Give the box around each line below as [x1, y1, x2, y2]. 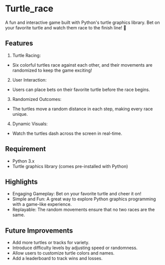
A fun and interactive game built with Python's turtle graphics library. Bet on [5, 19, 160, 25]
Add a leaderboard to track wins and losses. [12, 256, 103, 262]
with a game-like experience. [12, 201, 72, 207]
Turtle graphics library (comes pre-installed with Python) [12, 163, 128, 169]
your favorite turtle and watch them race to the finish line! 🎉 [5, 24, 126, 30]
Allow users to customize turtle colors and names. [12, 250, 115, 256]
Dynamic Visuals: [12, 120, 48, 127]
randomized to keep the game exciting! [12, 67, 93, 73]
